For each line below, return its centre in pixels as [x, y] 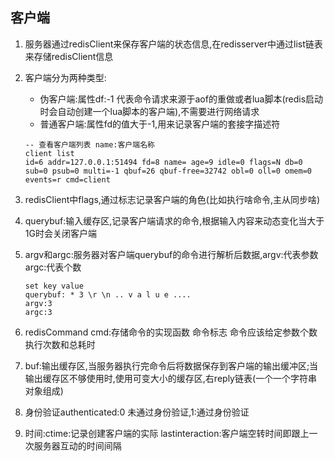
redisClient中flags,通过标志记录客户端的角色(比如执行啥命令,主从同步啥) [172, 199]
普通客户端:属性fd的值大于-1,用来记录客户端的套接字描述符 [160, 124]
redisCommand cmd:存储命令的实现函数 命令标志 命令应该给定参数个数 [171, 332]
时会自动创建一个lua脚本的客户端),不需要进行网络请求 [149, 111]
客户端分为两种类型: [65, 77]
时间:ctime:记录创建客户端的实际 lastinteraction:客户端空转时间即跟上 [167, 433]
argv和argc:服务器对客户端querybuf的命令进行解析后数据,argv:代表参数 [171, 254]
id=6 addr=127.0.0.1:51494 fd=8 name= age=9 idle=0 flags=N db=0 [163, 162]
